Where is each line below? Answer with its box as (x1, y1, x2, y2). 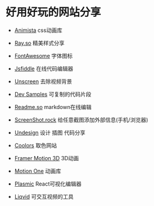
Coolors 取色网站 (14, 142, 57, 149)
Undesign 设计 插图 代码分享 (14, 129, 86, 136)
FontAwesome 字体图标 (14, 52, 73, 59)
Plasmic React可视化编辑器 (14, 180, 82, 187)
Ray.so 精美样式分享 (14, 39, 65, 46)
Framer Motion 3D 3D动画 (14, 154, 79, 161)
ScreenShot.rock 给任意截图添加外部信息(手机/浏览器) (14, 116, 149, 123)
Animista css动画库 (14, 27, 63, 34)
